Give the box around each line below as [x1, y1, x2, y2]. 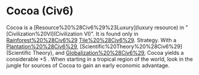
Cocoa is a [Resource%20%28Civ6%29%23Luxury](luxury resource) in [6, 24, 185, 31]
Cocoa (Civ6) [6, 4, 74, 18]
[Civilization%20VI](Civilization [6, 30, 83, 37]
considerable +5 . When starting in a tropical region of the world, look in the [6, 55, 193, 62]
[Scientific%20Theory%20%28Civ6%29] [80, 43, 183, 50]
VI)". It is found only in [83, 30, 139, 37]
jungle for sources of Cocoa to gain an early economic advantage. [6, 61, 170, 69]
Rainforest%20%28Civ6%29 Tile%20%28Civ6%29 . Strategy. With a [6, 36, 177, 43]
